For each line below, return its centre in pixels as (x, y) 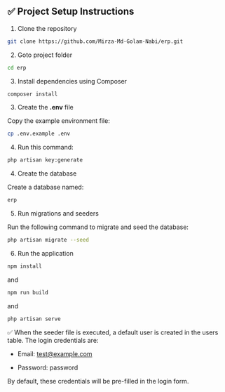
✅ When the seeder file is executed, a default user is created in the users (113, 332)
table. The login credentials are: (53, 340)
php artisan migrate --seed (48, 240)
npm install (25, 266)
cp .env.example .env (39, 134)
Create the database (47, 174)
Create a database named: (46, 187)
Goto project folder (45, 55)
